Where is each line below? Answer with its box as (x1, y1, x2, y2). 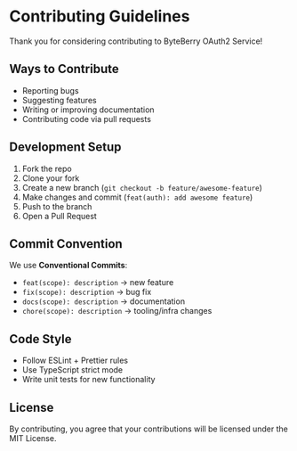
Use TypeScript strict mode (21, 365, 124, 375)
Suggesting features (21, 94, 97, 105)
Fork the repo (21, 163, 73, 174)
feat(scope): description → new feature (21, 277, 174, 288)
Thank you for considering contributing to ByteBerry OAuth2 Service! (9, 36, 263, 46)
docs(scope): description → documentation (21, 296, 185, 307)
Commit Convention (9, 236, 123, 251)
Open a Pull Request (21, 210, 98, 221)
